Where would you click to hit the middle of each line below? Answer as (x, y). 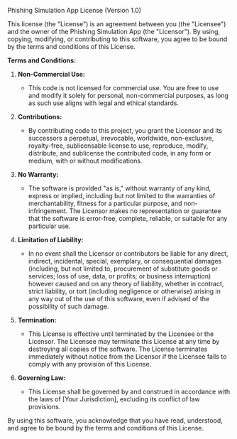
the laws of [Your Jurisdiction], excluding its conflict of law (114, 399)
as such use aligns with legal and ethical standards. (104, 103)
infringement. (48, 211)
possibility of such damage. (68, 306)
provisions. (44, 407)
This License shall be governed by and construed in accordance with (129, 391)
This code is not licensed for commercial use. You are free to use (123, 88)
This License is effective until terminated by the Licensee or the (121, 334)
